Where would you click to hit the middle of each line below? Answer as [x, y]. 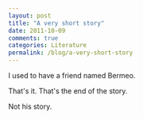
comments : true [33, 38]
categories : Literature [48, 46]
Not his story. [30, 106]
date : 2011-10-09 [37, 30]
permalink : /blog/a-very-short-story [71, 53]
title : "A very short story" [56, 23]
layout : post [30, 16]
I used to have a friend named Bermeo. [72, 75]
